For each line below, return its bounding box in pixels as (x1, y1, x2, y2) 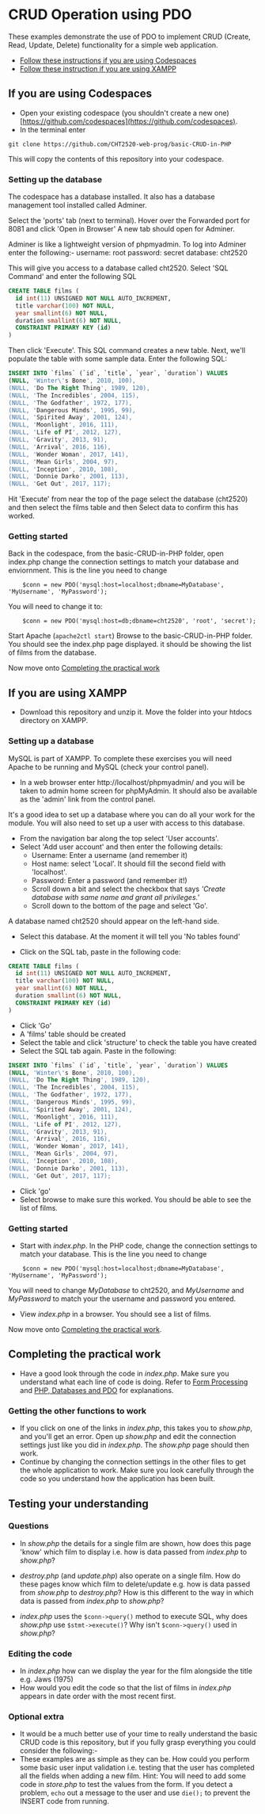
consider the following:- (19, 1746, 98, 1755)
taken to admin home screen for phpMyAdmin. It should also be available (19, 786, 258, 795)
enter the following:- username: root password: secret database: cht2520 (8, 248, 248, 258)
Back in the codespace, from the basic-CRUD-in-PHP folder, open (8, 549, 224, 558)
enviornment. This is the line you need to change (8, 565, 168, 576)
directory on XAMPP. (19, 716, 89, 725)
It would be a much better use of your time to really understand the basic (19, 1729, 258, 1739)
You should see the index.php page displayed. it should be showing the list (8, 640, 252, 649)
